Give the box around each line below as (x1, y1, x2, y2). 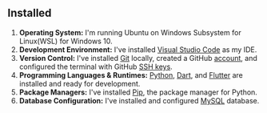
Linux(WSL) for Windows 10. (18, 36, 113, 46)
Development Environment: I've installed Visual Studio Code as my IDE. (18, 44, 257, 54)
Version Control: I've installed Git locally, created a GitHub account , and (18, 53, 257, 63)
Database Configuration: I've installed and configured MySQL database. (18, 95, 260, 105)
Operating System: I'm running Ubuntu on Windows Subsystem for (18, 27, 241, 37)
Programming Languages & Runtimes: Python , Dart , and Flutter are (18, 70, 243, 79)
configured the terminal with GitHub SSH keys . (18, 62, 173, 71)
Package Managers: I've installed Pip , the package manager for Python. (18, 87, 257, 97)
